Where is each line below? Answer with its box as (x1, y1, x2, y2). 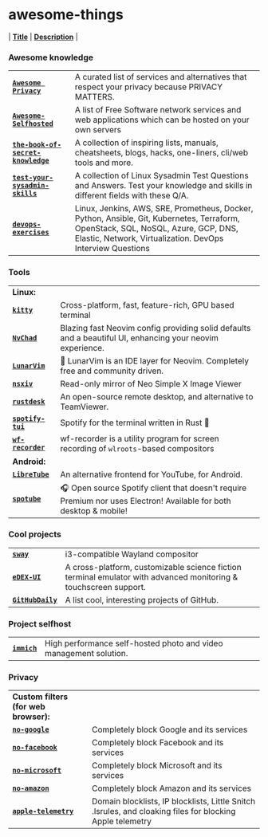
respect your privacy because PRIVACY (74, 81, 223, 92)
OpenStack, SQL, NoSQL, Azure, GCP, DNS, (74, 223, 239, 234)
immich (12, 644, 37, 653)
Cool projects (8, 529, 61, 540)
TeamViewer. (59, 401, 109, 412)
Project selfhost (8, 618, 72, 629)
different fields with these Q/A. (74, 190, 189, 201)
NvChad (12, 333, 37, 342)
